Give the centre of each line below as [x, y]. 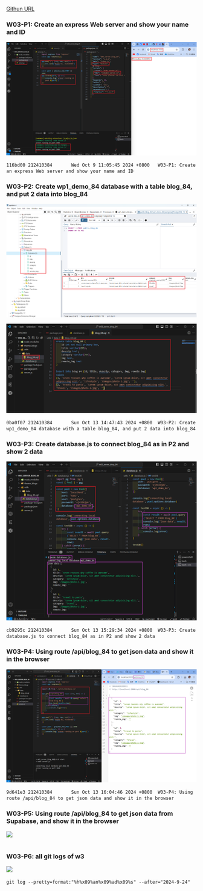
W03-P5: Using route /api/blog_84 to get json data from [90, 814]
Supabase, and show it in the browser [63, 821]
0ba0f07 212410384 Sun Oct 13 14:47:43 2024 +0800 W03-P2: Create [101, 422]
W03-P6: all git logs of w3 [45, 856]
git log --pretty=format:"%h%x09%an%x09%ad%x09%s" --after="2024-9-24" [98, 882]
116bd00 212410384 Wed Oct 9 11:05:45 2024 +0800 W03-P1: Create [101, 165]
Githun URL [21, 9]
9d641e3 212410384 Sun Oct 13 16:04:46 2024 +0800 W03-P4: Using [100, 792]
